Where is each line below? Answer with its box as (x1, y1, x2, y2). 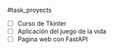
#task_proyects (7, 6, 52, 14)
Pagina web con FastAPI (17, 35, 88, 44)
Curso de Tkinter (17, 19, 67, 27)
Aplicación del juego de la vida (17, 27, 107, 35)
